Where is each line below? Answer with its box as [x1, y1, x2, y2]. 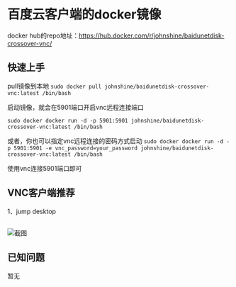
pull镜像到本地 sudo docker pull [7, 81, 102, 90]
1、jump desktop [7, 207, 57, 215]
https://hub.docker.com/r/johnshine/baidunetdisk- [79, 31, 225, 40]
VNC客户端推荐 [7, 187, 76, 199]
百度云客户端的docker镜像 [7, 6, 162, 23]
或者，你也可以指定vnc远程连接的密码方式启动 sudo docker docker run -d [7, 136, 224, 145]
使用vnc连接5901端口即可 [7, 164, 82, 172]
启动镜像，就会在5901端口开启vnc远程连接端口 [7, 103, 144, 111]
